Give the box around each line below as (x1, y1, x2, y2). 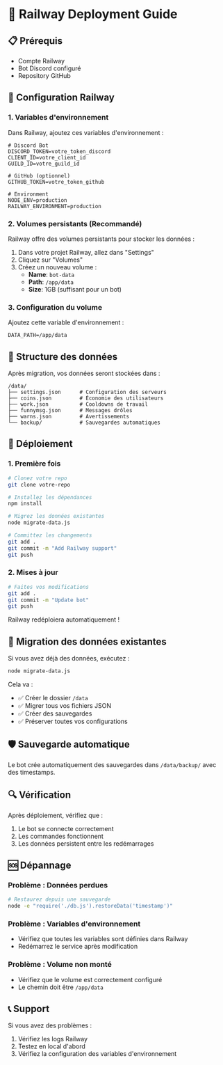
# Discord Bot (8, 142, 49, 149)
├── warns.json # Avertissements (8, 413, 130, 420)
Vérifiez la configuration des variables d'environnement (17, 1050, 177, 1058)
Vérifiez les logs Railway (17, 1035, 88, 1043)
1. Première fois (8, 459, 61, 468)
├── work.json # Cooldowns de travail (8, 401, 149, 408)
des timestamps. (8, 768, 56, 776)
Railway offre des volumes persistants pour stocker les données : (8, 235, 195, 243)
